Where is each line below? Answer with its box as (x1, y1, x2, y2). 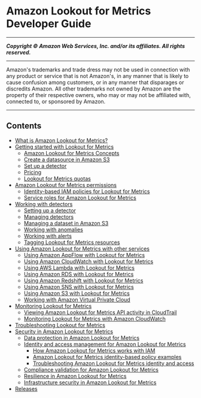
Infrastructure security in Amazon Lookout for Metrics (23, 379, 157, 386)
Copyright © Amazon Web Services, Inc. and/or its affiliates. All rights (6, 42, 185, 49)
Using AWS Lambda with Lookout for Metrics (23, 264, 135, 271)
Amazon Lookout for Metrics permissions (14, 181, 117, 188)
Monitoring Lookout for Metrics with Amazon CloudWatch (23, 315, 166, 322)
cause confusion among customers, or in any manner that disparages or (6, 79, 184, 86)
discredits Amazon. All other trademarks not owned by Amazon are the (6, 85, 181, 92)
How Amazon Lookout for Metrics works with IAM (32, 346, 156, 354)
